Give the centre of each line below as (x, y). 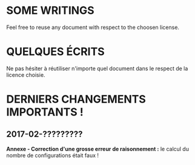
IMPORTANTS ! (45, 112)
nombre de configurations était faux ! (52, 155)
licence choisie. (26, 75)
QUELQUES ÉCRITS (55, 52)
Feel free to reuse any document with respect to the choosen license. (93, 27)
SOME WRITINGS (51, 11)
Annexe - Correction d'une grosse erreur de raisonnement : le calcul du (98, 149)
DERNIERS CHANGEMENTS (76, 99)
